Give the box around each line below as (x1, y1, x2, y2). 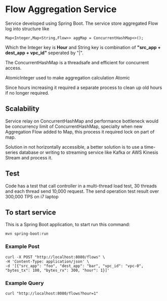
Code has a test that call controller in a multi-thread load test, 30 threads (5, 183, 157, 189)
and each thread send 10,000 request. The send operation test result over (5, 188, 159, 194)
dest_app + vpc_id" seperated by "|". (5, 50, 83, 56)
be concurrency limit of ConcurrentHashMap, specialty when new (5, 123, 143, 130)
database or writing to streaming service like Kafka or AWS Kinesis (19, 149, 158, 155)
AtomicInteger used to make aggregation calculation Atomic (5, 74, 130, 80)
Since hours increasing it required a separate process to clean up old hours (5, 84, 162, 91)
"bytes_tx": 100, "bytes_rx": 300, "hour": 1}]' (5, 268, 110, 273)
